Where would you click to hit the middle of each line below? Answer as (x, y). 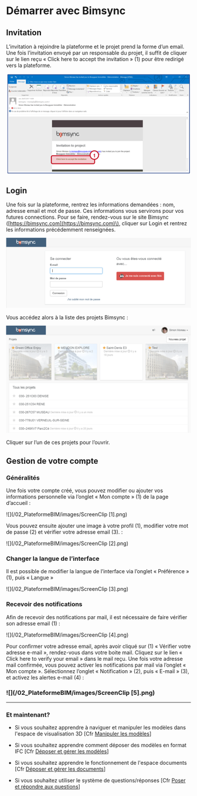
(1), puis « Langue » (30, 578)
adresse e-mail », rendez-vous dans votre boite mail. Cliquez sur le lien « (94, 652)
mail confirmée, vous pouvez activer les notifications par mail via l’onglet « (96, 665)
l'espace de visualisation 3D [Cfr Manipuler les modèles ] (83, 734)
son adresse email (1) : (33, 623)
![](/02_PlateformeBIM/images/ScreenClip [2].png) (67, 543)
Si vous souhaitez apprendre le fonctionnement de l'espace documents (101, 763)
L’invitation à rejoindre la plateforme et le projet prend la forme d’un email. (95, 46)
